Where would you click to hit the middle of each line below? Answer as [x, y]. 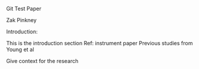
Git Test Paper [24, 9]
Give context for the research [43, 61]
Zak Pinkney [22, 20]
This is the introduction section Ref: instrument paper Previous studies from [99, 43]
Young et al [20, 49]
